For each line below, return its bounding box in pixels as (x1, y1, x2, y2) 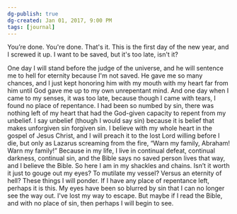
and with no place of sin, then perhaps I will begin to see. (7, 199, 174, 208)
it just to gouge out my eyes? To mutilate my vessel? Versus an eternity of (7, 169, 222, 177)
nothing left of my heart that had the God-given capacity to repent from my (7, 109, 226, 117)
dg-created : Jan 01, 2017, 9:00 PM (7, 17, 112, 24)
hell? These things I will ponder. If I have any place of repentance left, (7, 177, 210, 185)
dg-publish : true (7, 10, 59, 18)
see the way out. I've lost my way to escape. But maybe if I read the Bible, (7, 191, 223, 200)
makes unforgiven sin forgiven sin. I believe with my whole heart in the (7, 124, 212, 133)
